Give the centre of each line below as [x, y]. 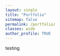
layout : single [21, 10]
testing [12, 48]
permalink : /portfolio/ [31, 24]
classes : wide [20, 29]
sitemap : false [21, 19]
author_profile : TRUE [28, 34]
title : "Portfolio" [26, 15]
